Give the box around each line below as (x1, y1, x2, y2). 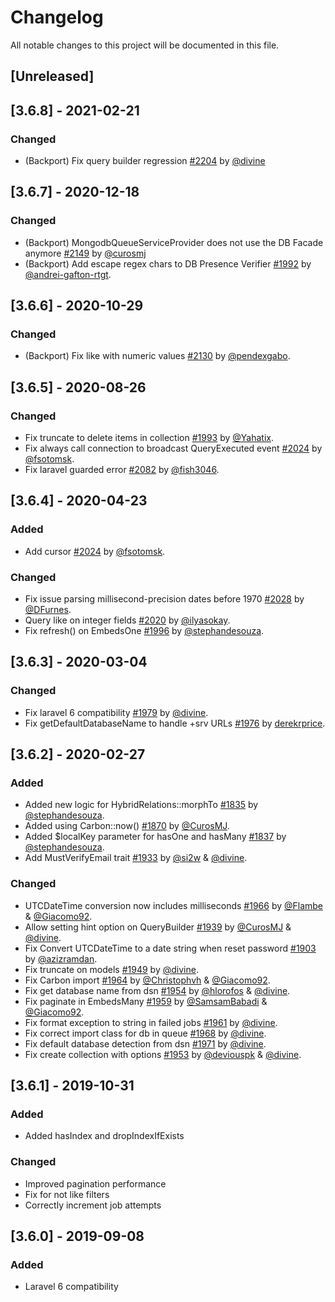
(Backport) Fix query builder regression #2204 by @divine (24, 155, 266, 167)
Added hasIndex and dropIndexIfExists (24, 1130, 185, 1142)
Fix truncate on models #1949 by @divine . (24, 963, 199, 975)
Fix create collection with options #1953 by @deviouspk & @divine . (24, 1048, 302, 1060)
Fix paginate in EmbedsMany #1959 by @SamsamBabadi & (24, 995, 268, 1007)
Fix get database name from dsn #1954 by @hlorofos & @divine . (24, 984, 291, 996)
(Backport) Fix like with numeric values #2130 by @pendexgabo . (24, 350, 291, 362)
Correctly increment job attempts (24, 1199, 162, 1211)
